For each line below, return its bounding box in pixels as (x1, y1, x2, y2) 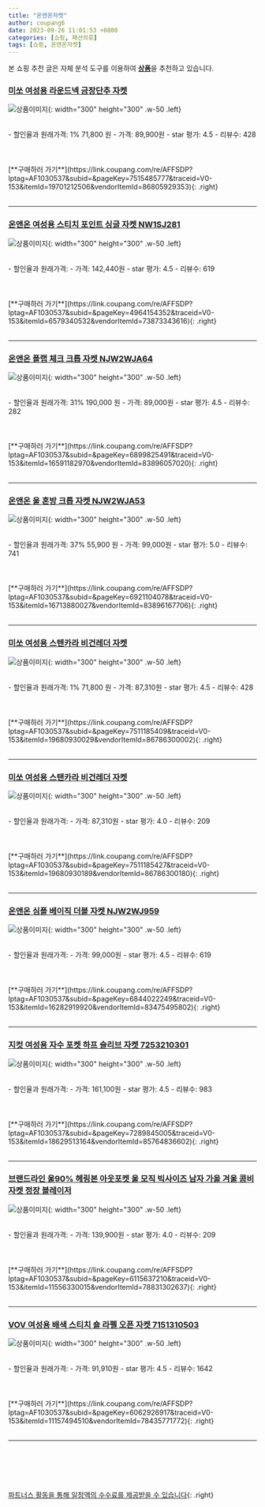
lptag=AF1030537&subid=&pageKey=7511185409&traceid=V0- (8, 726, 211, 735)
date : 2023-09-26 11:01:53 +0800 (8, 26, 118, 34)
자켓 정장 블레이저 (8, 1186, 73, 1197)
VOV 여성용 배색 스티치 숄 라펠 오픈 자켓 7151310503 (8, 1319, 200, 1330)
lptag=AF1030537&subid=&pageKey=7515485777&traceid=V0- (8, 174, 213, 183)
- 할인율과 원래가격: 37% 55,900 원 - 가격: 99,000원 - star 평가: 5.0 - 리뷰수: (8, 540, 248, 550)
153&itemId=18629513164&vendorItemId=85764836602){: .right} (8, 1137, 219, 1146)
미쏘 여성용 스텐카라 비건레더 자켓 (8, 637, 128, 648)
